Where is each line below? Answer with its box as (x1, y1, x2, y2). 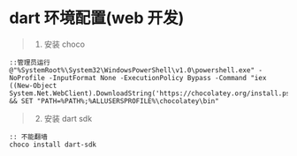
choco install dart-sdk (9, 140, 97, 149)
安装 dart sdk (43, 113, 93, 123)
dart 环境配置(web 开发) (9, 8, 185, 28)
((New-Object (9, 81, 57, 90)
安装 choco (43, 39, 86, 49)
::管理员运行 (9, 58, 50, 67)
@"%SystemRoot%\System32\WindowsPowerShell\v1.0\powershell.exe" (9, 65, 255, 75)
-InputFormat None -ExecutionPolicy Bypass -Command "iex (48, 73, 267, 82)
